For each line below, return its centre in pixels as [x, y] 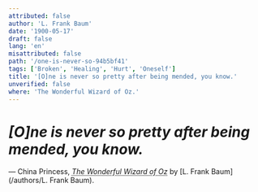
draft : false [30, 39]
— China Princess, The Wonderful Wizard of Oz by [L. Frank [109, 172]
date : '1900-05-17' [41, 31]
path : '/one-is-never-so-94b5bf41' [69, 62]
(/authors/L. [28, 181]
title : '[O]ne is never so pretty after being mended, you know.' [123, 76]
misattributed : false [45, 54]
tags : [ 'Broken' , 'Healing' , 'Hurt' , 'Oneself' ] [92, 69]
